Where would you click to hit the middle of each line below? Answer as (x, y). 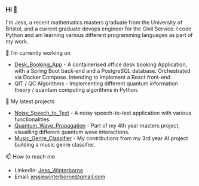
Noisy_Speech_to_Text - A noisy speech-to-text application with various (103, 113)
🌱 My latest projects (30, 101)
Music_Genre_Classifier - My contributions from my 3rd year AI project (101, 138)
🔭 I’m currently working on (38, 53)
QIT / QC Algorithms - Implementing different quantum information (96, 83)
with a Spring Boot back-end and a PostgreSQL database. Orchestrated (102, 71)
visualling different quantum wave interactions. (72, 132)
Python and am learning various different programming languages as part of (99, 35)
